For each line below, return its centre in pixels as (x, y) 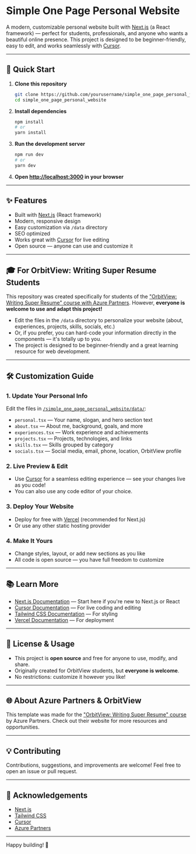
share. (22, 664)
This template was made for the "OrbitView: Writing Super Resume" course (96, 715)
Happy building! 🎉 (27, 845)
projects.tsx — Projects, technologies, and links (73, 439)
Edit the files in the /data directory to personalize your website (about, (99, 320)
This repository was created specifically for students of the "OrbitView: (92, 296)
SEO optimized (32, 233)
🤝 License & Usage (40, 644)
